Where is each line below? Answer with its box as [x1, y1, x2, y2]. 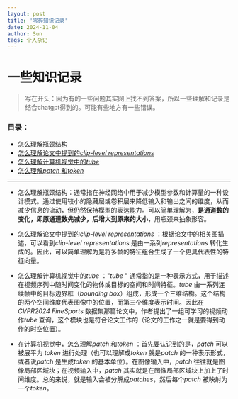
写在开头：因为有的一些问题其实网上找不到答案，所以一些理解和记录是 [24, 94, 230, 103]
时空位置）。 [30, 325, 65, 333]
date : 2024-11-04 [7, 23, 59, 30]
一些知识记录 [7, 69, 83, 86]
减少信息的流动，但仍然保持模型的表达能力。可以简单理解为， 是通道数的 [17, 206, 229, 215]
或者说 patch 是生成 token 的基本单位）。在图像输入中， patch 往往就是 [17, 357, 220, 366]
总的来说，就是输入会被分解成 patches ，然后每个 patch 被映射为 [42, 375, 228, 383]
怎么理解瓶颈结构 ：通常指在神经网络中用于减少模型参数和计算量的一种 [17, 189, 223, 197]
